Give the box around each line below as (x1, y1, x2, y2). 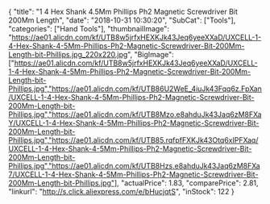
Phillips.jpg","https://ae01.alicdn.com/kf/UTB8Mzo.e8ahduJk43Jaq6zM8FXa (8, 110, 262, 119)
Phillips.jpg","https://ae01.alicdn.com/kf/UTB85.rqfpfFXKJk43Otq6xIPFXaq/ (8, 135, 259, 144)
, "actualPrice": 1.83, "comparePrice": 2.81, (116, 178, 260, 188)
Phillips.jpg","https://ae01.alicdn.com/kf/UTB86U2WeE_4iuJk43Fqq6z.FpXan (8, 84, 262, 94)
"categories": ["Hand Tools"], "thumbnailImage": (8, 24, 169, 33)
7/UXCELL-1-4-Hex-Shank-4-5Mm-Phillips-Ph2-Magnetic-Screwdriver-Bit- (8, 169, 259, 179)
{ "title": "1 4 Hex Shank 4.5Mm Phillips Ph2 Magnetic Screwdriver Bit (8, 7, 238, 16)
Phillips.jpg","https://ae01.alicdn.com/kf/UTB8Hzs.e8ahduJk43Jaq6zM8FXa (8, 161, 260, 170)
